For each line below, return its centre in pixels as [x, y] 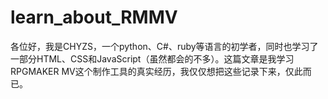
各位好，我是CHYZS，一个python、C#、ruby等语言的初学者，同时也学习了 [164, 46]
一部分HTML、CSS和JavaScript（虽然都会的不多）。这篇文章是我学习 [152, 58]
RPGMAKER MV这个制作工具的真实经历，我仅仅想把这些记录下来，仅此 [156, 71]
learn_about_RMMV [94, 17]
